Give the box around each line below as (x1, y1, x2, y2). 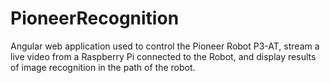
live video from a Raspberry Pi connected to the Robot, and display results (10, 50, 317, 62)
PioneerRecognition (10, 7, 180, 30)
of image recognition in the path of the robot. (10, 61, 196, 73)
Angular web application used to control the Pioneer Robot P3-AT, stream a (10, 40, 320, 52)
